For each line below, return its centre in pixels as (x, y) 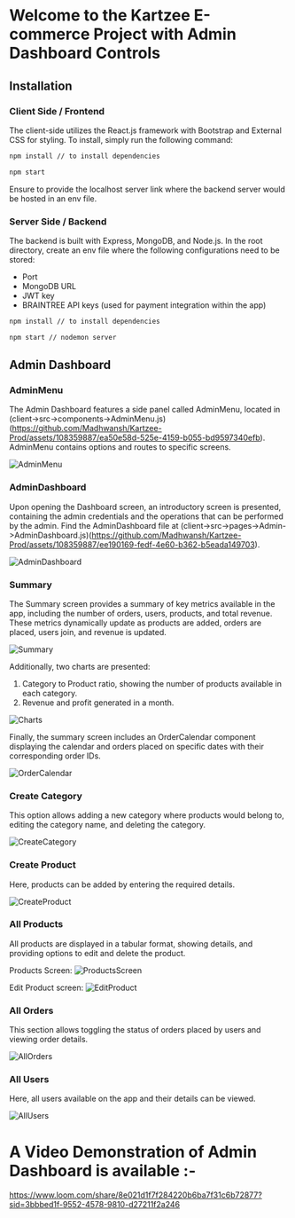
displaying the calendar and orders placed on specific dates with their (136, 746)
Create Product (43, 865)
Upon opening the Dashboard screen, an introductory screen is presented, (145, 507)
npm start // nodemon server (63, 337)
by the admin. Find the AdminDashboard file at (94, 525)
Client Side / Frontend (57, 111)
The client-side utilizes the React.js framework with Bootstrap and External (145, 130)
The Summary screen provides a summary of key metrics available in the (142, 603)
